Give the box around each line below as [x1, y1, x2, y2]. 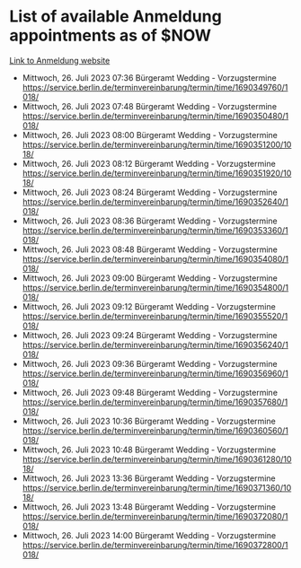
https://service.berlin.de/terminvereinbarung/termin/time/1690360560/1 [22, 424, 289, 436]
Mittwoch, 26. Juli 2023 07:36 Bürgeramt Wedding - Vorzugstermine [22, 72, 277, 83]
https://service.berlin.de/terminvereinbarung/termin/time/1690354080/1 [22, 253, 289, 264]
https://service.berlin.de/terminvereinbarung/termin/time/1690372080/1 [22, 511, 288, 521]
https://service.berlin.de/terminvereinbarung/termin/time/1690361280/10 [22, 453, 292, 464]
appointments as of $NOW [9, 25, 212, 46]
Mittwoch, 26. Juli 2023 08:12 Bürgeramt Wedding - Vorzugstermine [22, 158, 276, 169]
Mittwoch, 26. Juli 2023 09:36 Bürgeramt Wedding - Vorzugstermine [22, 358, 278, 369]
